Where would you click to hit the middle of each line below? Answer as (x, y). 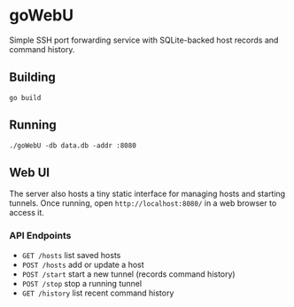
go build (25, 98)
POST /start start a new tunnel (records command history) (129, 274)
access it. (27, 213)
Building (32, 78)
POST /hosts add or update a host (83, 264)
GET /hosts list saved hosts (71, 255)
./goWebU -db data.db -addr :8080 (73, 146)
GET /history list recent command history (98, 293)
